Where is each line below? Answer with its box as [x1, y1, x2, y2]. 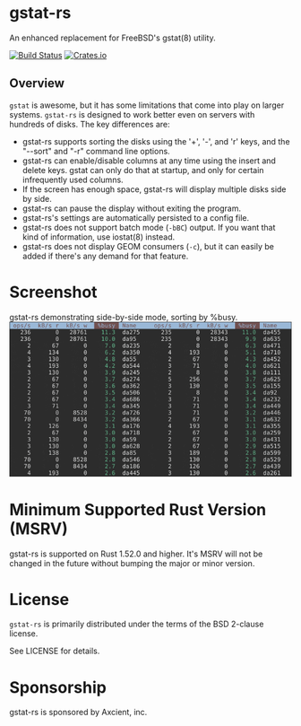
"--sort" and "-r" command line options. [21, 145, 170, 156]
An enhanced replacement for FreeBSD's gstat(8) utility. [9, 32, 217, 43]
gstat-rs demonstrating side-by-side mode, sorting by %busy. [9, 311, 238, 322]
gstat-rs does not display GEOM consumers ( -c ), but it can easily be [21, 241, 275, 251]
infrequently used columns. [21, 174, 124, 185]
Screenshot [9, 282, 98, 302]
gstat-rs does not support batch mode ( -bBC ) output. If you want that [21, 222, 276, 232]
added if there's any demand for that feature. [21, 250, 189, 261]
